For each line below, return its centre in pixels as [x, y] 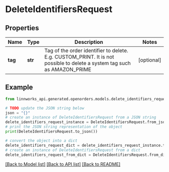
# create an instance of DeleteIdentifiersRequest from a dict [73, 150]
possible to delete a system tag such [88, 63]
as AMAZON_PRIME [68, 69]
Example [19, 88]
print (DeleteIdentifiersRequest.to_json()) [52, 132]
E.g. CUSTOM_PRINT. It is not [79, 57]
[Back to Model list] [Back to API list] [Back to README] [63, 164]
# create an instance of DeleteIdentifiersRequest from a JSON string [81, 118]
